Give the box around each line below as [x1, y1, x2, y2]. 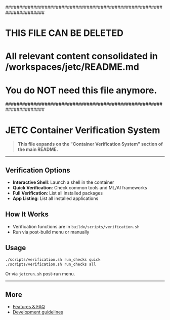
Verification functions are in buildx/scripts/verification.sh [12, 223, 140, 229]
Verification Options [5, 166, 71, 174]
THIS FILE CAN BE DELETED [5, 27, 124, 39]
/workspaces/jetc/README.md [5, 61, 139, 73]
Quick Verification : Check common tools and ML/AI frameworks [12, 185, 148, 191]
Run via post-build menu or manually [12, 229, 90, 235]
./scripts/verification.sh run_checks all [5, 262, 96, 267]
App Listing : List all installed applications [12, 195, 99, 202]
